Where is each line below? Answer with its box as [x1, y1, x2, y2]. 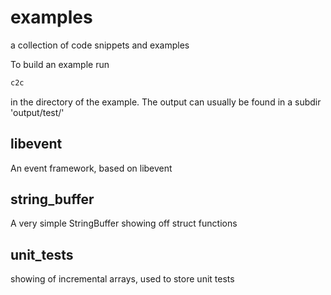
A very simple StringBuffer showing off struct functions [10, 217, 238, 230]
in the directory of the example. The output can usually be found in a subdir [10, 96, 322, 108]
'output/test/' [10, 106, 65, 118]
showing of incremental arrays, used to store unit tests [10, 273, 235, 285]
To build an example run [10, 58, 110, 70]
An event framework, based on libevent [10, 162, 173, 174]
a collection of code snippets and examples [10, 39, 190, 51]
